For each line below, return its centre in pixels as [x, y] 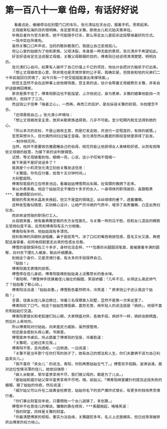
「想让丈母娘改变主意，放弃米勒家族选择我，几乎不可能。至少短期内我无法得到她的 [84, 120]
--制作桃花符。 [25, 141]
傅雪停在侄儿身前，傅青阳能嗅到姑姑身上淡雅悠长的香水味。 [64, 274]
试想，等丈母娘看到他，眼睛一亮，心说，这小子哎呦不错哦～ [64, 157]
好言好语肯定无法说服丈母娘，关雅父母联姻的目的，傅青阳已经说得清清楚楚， [79, 56]
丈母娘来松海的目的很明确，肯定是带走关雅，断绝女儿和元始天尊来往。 [73, 30]
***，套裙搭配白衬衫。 [25, 194]
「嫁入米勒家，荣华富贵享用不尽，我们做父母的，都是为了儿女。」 [69, 375]
